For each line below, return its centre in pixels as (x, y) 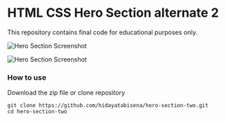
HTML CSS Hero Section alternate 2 (113, 13)
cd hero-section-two (38, 112)
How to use (27, 77)
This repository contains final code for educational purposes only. (102, 32)
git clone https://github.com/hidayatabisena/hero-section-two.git (108, 106)
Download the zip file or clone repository (66, 93)
